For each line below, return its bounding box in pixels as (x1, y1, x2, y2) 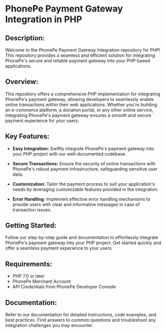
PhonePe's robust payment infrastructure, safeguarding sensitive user (12, 166, 158, 172)
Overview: (5, 77, 39, 86)
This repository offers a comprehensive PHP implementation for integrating (5, 91, 160, 97)
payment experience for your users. (5, 118, 79, 124)
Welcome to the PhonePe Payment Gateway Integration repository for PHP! (5, 47, 160, 53)
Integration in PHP (5, 14, 82, 25)
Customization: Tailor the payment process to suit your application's (12, 181, 155, 187)
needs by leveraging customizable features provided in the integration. (12, 186, 159, 192)
